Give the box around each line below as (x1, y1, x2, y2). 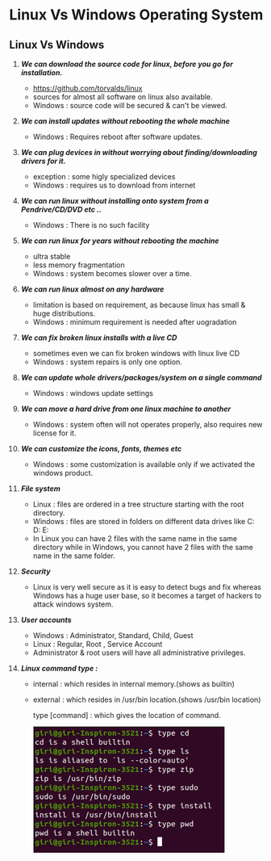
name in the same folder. (32, 551, 115, 561)
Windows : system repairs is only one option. (32, 357, 182, 367)
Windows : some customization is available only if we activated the (32, 460, 256, 469)
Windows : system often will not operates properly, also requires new (32, 420, 263, 429)
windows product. (32, 468, 94, 477)
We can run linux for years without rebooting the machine (20, 236, 220, 246)
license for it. (32, 428, 77, 438)
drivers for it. (20, 156, 67, 166)
